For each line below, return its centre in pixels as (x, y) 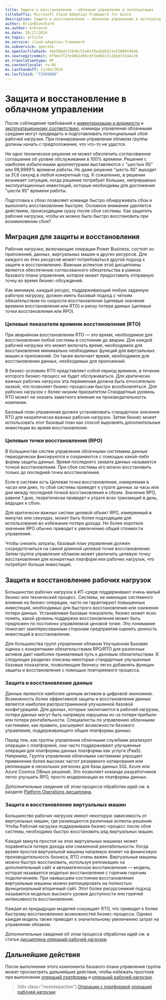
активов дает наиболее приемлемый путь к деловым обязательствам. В (82, 654)
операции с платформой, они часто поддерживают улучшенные (73, 745)
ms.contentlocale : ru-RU (31, 65)
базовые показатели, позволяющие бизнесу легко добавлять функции (80, 665)
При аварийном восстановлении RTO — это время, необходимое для (79, 335)
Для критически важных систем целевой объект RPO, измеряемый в (79, 513)
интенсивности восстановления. (40, 899)
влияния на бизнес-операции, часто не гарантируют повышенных (75, 602)
